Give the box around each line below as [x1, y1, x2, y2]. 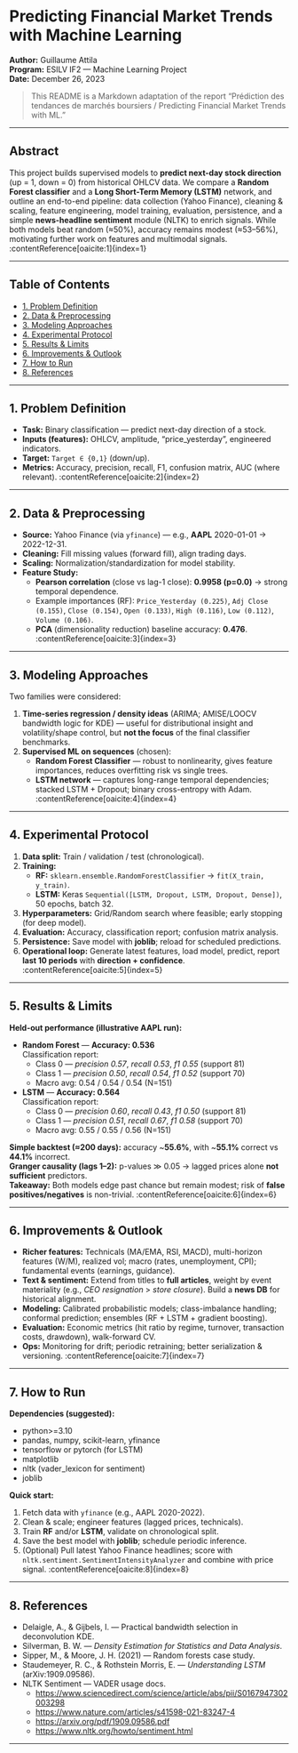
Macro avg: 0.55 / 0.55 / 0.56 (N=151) [35, 1124, 171, 1135]
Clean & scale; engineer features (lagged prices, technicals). [21, 1516, 244, 1527]
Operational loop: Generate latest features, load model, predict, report [21, 945, 280, 956]
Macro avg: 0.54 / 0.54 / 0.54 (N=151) [35, 1077, 173, 1088]
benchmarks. [21, 736, 71, 747]
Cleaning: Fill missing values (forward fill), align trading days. [21, 549, 247, 559]
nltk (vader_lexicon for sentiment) [21, 1463, 145, 1474]
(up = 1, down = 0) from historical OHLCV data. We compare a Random [9, 176, 269, 188]
